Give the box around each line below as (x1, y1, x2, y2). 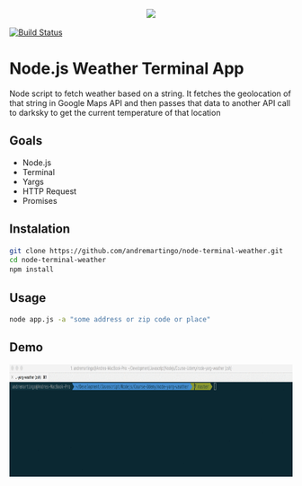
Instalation (9, 221, 70, 237)
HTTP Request (22, 185, 77, 197)
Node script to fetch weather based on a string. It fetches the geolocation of (9, 88, 292, 99)
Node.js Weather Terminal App (9, 58, 244, 79)
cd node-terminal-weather (9, 256, 106, 265)
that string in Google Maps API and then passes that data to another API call (9, 97, 290, 108)
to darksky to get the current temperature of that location (9, 107, 221, 118)
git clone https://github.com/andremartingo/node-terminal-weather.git (9, 246, 283, 255)
